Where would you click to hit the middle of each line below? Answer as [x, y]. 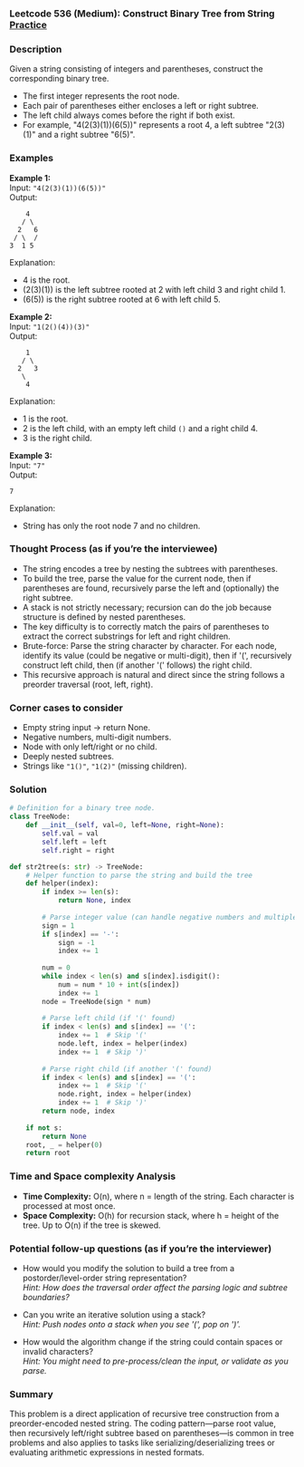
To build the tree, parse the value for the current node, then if [137, 578]
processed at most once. [69, 1206]
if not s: [44, 1128]
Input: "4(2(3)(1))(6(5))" [58, 188]
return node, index [79, 1111]
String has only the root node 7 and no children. [111, 526]
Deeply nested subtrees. [68, 757]
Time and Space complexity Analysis [93, 1176]
